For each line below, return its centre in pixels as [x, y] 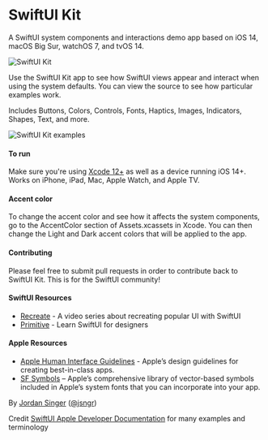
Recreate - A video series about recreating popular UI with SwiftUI [130, 316]
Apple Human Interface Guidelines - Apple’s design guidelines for [129, 361]
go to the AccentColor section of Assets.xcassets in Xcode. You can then [130, 226]
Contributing [30, 252]
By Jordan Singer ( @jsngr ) [53, 403]
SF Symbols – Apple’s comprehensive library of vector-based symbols [137, 378]
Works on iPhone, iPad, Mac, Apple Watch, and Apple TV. [104, 180]
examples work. [35, 94]
